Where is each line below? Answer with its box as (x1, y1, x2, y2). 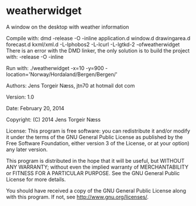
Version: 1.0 (6, 93, 35, 100)
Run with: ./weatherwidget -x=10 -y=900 (6, 64, 104, 71)
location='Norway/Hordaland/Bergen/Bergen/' (6, 71, 118, 78)
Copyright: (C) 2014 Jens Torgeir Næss (6, 116, 101, 123)
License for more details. (6, 176, 66, 183)
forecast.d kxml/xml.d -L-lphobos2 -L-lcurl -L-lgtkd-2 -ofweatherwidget (6, 41, 180, 48)
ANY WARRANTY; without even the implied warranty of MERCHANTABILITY (6, 163, 189, 170)
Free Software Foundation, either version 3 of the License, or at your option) (6, 139, 190, 146)
